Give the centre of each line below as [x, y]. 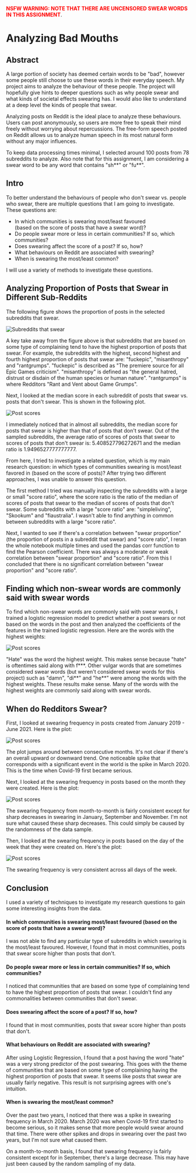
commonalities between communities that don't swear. [72, 999]
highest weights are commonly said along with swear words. [79, 691]
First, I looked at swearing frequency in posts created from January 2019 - [95, 723]
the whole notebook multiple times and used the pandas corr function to [93, 545]
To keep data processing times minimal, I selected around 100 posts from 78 [98, 152]
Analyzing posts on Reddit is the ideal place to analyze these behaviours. [94, 116]
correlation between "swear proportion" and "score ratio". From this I [89, 558]
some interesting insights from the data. [54, 908]
